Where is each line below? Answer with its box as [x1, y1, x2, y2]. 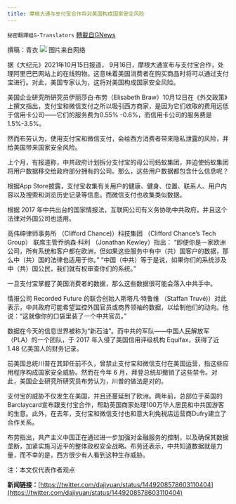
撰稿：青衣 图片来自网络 [7, 45, 86, 53]
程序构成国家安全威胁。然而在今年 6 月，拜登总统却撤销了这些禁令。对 [13, 368, 218, 376]
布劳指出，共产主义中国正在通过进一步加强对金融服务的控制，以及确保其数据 [7, 433, 229, 441]
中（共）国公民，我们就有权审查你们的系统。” [7, 264, 137, 273]
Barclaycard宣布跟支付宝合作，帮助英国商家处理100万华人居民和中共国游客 [7, 400, 225, 408]
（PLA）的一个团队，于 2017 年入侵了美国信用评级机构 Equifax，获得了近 [7, 335, 220, 344]
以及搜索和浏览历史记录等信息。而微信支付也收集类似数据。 [13, 190, 186, 199]
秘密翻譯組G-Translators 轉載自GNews [7, 30, 116, 39]
